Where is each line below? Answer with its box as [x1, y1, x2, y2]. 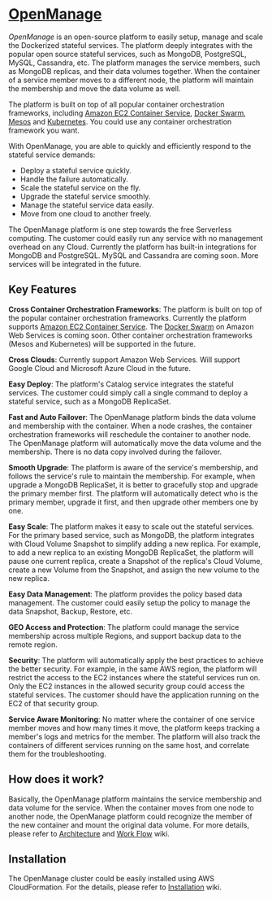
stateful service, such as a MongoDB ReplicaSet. [8, 396, 172, 406]
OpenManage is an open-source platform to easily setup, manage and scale [8, 32, 264, 42]
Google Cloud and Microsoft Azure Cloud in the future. [8, 363, 191, 373]
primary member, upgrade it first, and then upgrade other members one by [8, 497, 259, 507]
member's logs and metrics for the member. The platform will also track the [8, 732, 261, 741]
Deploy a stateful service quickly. [19, 165, 132, 175]
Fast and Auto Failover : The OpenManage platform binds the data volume [8, 412, 257, 422]
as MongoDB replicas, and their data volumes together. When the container [8, 66, 261, 76]
